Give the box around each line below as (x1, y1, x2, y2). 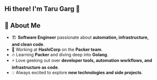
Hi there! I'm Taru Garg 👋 (4, 5, 80, 13)
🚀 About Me (4, 21, 41, 30)
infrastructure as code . (11, 64, 59, 70)
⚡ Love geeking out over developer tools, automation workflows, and (11, 58, 152, 64)
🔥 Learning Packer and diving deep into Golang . (11, 52, 109, 58)
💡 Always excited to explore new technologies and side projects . (11, 70, 143, 76)
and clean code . (11, 42, 45, 48)
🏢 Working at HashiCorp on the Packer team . (11, 47, 103, 52)
